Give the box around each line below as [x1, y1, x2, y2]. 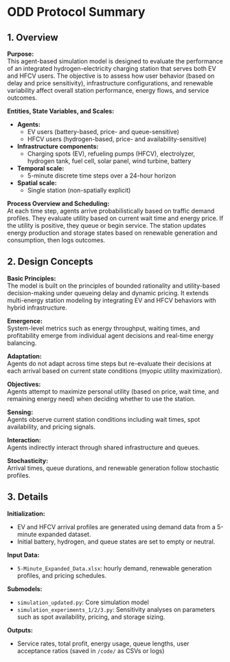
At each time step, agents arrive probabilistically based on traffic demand [7, 207, 215, 215]
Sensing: [7, 407, 34, 416]
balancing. [7, 339, 37, 347]
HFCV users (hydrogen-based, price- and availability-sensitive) [27, 135, 207, 143]
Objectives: [7, 380, 41, 388]
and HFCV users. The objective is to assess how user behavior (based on [7, 72, 215, 80]
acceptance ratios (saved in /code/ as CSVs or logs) [16, 646, 165, 654]
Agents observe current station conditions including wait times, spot [7, 415, 200, 423]
